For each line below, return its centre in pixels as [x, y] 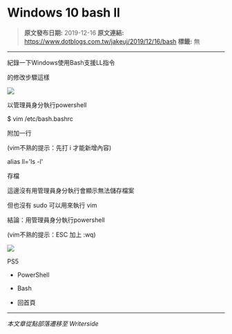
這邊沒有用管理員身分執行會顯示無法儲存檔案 [71, 190]
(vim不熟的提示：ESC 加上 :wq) [52, 234]
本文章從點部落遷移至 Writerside [53, 324]
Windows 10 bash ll [64, 13]
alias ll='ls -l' [25, 161]
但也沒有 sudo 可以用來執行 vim [52, 205]
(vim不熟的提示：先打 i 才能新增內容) [59, 147]
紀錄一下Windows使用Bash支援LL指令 [61, 62]
